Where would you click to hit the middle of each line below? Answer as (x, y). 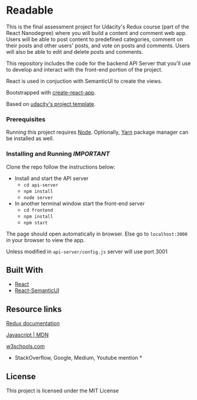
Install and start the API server (51, 178)
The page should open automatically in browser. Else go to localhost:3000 (97, 234)
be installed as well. (30, 138)
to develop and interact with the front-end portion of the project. (84, 69)
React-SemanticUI (37, 291)
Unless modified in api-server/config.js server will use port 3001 (87, 251)
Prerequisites (26, 119)
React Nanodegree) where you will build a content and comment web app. (97, 33)
